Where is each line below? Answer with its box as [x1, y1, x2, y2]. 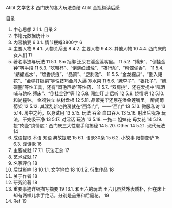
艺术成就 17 [13, 154, 37, 160]
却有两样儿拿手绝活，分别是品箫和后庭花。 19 [13, 192, 110, 198]
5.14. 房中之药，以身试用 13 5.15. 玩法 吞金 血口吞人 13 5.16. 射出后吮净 [13, 110, 161, 116]
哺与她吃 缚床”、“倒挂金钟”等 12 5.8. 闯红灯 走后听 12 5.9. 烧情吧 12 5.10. [13, 90, 165, 97]
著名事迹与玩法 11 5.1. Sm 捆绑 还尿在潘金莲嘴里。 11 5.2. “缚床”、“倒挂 [13, 59, 161, 64]
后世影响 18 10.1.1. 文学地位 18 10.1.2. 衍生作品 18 [13, 166, 114, 173]
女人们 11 [13, 52, 32, 58]
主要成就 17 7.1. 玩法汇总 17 [13, 147, 70, 153]
